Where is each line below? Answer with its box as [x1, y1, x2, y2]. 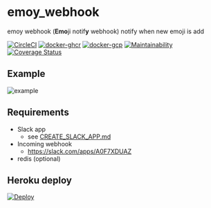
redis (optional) [17, 154, 61, 163]
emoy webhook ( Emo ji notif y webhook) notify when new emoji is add [7, 27, 205, 35]
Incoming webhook [17, 139, 73, 148]
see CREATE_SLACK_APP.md [27, 132, 111, 141]
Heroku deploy [7, 174, 73, 186]
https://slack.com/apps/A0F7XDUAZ [27, 147, 132, 155]
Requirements [7, 107, 69, 119]
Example [7, 68, 46, 80]
